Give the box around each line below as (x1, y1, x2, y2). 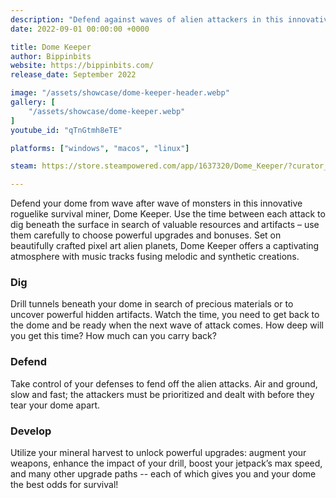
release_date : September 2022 (10, 70, 137, 80)
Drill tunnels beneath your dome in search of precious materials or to (10, 298, 294, 310)
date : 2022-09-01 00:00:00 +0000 (10, 24, 150, 34)
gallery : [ (10, 97, 56, 107)
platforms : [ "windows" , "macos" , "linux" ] (10, 143, 190, 153)
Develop (10, 424, 52, 438)
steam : (10, 161, 38, 171)
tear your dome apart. (10, 399, 101, 411)
